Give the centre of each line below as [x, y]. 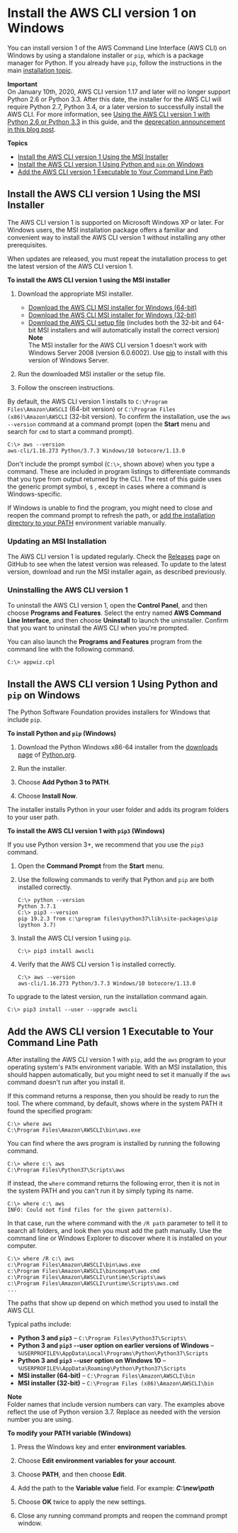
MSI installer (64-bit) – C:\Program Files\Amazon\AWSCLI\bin [106, 1375]
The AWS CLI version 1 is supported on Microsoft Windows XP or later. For [116, 222]
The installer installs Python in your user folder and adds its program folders [118, 810]
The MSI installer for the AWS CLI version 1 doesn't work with [118, 345]
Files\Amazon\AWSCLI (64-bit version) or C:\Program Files [91, 408]
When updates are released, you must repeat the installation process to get [117, 258]
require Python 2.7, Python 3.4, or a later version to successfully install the [116, 106]
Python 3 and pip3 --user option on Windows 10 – [92, 1360]
